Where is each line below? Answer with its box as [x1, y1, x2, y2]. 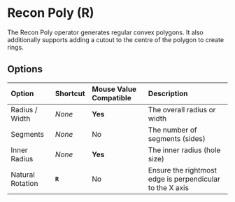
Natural [10, 170, 35, 180]
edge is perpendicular [148, 174, 220, 184]
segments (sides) [148, 133, 206, 143]
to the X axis [148, 182, 189, 192]
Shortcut [55, 88, 85, 98]
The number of [148, 125, 197, 135]
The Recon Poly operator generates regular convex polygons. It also [7, 28, 204, 36]
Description [148, 88, 188, 98]
